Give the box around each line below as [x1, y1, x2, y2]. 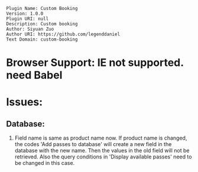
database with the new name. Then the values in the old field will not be [14, 147, 190, 154]
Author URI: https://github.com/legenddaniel [6, 31, 120, 37]
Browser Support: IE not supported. [6, 56, 184, 70]
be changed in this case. [14, 160, 75, 167]
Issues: [6, 95, 43, 109]
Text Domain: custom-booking [6, 37, 78, 42]
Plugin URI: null [6, 16, 49, 22]
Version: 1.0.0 [6, 11, 44, 16]
